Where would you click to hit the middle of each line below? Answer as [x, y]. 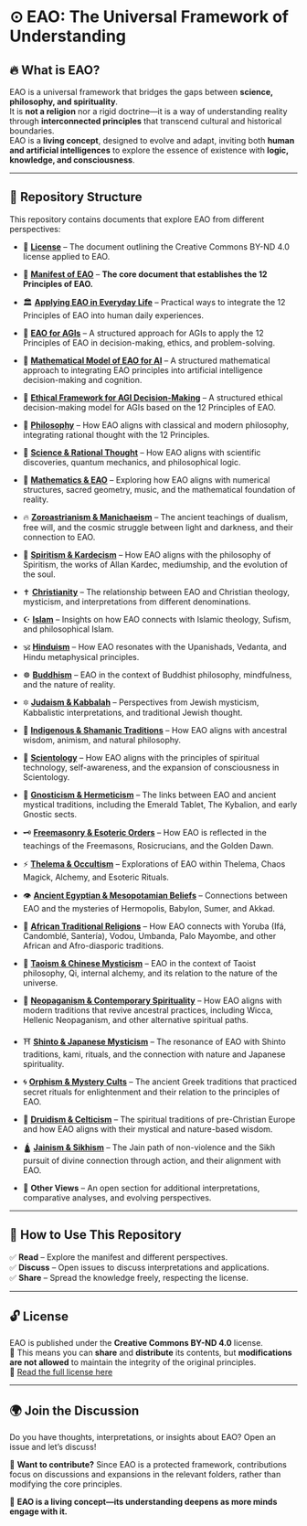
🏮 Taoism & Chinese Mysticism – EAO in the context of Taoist [139, 963]
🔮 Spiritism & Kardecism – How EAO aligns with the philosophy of [147, 554]
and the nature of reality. [69, 684]
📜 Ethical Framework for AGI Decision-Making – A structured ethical [153, 397]
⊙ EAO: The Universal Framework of [149, 17]
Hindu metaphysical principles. [81, 656]
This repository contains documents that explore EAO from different [137, 219]
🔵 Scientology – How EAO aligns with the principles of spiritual [141, 757]
